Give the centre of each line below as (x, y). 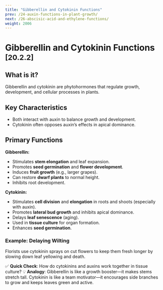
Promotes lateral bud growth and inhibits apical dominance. (73, 212)
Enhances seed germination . (42, 228)
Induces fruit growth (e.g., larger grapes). (55, 172)
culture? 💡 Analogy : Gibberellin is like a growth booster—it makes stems (79, 272)
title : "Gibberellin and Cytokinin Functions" (54, 10)
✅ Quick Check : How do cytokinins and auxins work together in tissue (77, 266)
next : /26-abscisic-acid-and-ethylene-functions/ (57, 19)
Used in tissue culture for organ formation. (56, 222)
